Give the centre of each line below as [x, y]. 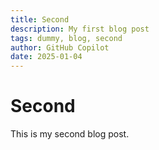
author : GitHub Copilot [60, 47]
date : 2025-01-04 [46, 57]
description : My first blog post [80, 29]
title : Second [40, 19]
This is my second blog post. [70, 134]
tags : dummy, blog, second [66, 38]
